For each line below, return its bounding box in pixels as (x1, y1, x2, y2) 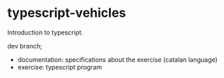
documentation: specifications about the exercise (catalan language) (17, 55, 218, 64)
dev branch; (7, 41, 42, 50)
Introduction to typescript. (7, 28, 83, 37)
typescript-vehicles (7, 5, 126, 21)
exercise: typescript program (17, 63, 102, 71)
